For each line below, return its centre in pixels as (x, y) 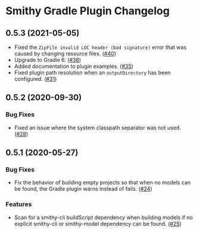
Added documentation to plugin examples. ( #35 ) (74, 66)
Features (19, 204)
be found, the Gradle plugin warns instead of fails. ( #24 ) (83, 189)
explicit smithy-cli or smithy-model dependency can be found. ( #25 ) (98, 223)
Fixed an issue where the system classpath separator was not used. (97, 128)
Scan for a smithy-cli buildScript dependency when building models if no (103, 217)
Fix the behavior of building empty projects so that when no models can (102, 182)
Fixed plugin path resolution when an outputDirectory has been (92, 72)
